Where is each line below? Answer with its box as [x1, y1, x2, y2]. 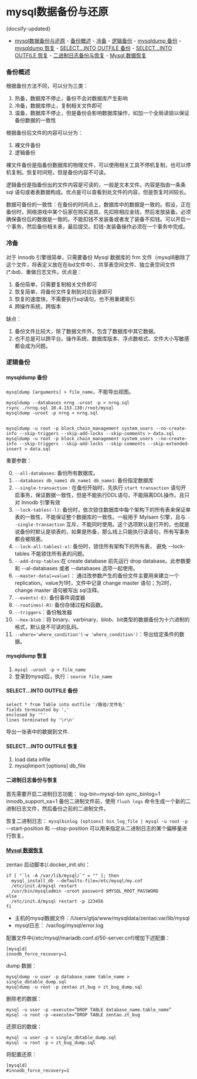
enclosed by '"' [6, 712, 46, 718]
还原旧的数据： [6, 1023, 42, 1030]
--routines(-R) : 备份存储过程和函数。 [14, 601, 107, 608]
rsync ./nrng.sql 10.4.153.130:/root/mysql [6, 405, 114, 411]
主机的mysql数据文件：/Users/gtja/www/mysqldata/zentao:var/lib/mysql [14, 914, 190, 921]
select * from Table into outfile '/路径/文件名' [6, 702, 125, 708]
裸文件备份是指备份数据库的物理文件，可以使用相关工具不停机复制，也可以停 [6, 162, 191, 169]
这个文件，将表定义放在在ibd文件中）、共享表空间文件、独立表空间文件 [6, 261, 176, 268]
